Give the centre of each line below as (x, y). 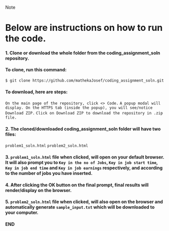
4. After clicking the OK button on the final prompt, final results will (77, 185)
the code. (26, 39)
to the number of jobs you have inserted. (49, 173)
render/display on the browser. (38, 190)
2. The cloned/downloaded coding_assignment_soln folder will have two (83, 129)
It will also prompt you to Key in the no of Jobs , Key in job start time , (81, 162)
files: (11, 134)
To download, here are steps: (36, 92)
